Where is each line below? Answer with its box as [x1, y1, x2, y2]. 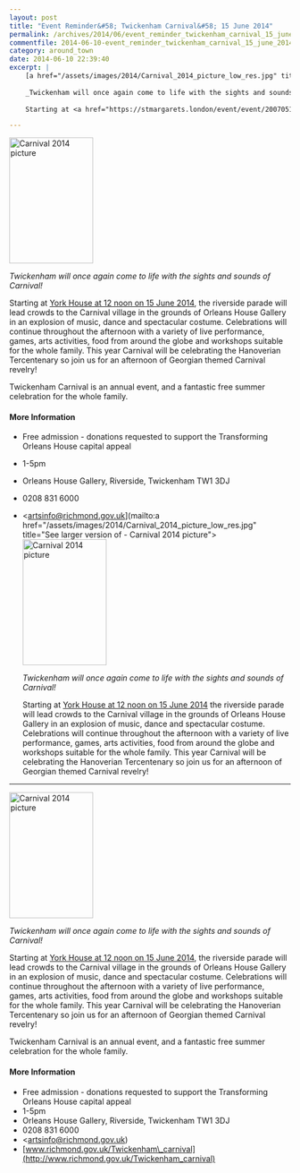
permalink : [9, 30, 50, 39]
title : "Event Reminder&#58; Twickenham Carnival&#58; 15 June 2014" [9, 21, 274, 30]
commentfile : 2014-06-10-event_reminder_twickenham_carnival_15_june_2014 [9, 38, 294, 47]
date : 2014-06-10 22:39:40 [9, 55, 110, 64]
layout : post [9, 13, 58, 22]
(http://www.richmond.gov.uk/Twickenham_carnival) [21, 1152, 216, 1164]
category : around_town [9, 47, 94, 56]
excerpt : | [9, 64, 50, 73]
